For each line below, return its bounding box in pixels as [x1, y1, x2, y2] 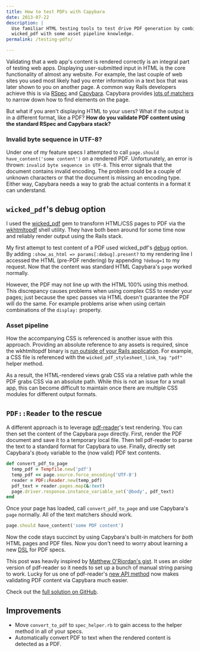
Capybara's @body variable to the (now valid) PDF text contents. [6, 449, 161, 456]
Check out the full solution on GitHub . [6, 588, 98, 595]
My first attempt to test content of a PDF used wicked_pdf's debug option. [6, 244, 189, 251]
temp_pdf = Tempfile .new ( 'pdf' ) [11, 466, 92, 472]
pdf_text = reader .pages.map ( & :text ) [11, 483, 105, 489]
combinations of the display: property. [6, 307, 102, 314]
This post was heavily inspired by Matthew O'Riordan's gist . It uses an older [6, 558, 192, 565]
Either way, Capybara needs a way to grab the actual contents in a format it [6, 180, 191, 188]
